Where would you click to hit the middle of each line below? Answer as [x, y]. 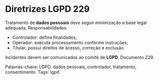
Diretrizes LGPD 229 [47, 9]
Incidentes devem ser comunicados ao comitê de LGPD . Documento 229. [80, 57]
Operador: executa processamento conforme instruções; [70, 42]
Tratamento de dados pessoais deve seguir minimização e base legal [76, 23]
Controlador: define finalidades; [45, 37]
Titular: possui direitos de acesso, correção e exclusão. [68, 48]
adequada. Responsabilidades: [36, 27]
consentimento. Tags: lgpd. [33, 72]
